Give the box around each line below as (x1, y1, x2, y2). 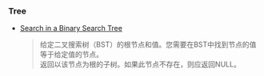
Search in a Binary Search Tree (19, 24, 122, 33)
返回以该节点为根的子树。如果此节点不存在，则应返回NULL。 (39, 59, 242, 69)
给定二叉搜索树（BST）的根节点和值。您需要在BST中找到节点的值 (39, 40, 257, 49)
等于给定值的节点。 (39, 50, 104, 59)
